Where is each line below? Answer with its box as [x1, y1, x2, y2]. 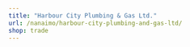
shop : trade [8, 26, 49, 34]
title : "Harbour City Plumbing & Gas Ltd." [8, 11, 158, 20]
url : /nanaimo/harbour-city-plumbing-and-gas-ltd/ [8, 19, 183, 27]
